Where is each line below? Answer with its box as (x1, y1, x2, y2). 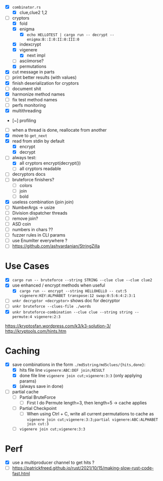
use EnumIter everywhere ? (12, 238, 67, 243)
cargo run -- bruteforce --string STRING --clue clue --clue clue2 (12, 278, 152, 283)
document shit (12, 86, 41, 92)
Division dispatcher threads (12, 210, 67, 216)
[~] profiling (12, 118, 37, 123)
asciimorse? (19, 58, 44, 64)
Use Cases (5, 261, 50, 272)
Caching (5, 345, 40, 356)
